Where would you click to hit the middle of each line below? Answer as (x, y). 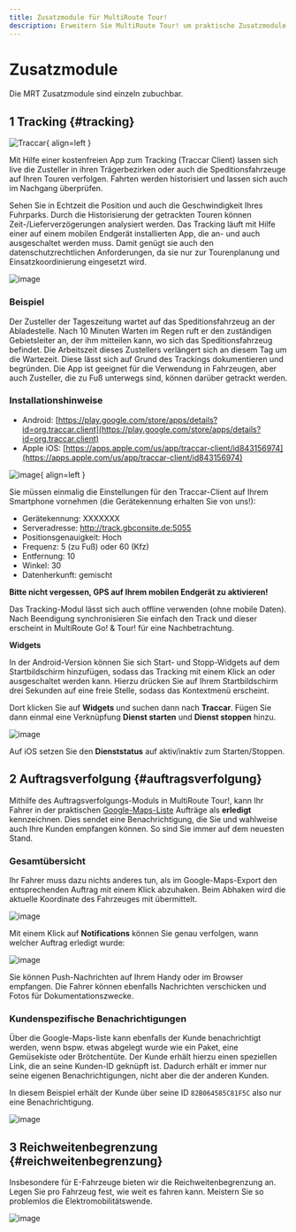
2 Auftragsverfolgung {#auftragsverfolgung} (136, 779)
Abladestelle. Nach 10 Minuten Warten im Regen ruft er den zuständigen (140, 331)
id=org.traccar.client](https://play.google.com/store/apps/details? (141, 429)
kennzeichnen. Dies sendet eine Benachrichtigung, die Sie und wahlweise (144, 819)
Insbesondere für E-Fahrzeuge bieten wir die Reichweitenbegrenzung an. (143, 1182)
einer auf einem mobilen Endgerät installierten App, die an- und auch (135, 234)
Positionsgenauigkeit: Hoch (72, 537)
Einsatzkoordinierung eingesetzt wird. (78, 262)
